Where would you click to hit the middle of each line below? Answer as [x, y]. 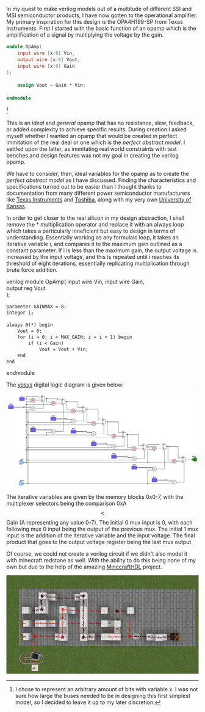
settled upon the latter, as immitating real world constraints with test [92, 148]
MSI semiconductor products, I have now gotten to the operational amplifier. [102, 15]
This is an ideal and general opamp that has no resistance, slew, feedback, [100, 123]
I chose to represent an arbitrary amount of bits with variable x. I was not [106, 689]
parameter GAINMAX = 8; [37, 307]
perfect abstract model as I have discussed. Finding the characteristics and [101, 180]
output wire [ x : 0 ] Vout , [49, 60]
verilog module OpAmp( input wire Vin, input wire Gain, [75, 282]
